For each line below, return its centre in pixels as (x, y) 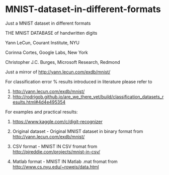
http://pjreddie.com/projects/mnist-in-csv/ (56, 151)
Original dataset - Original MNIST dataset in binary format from (78, 131)
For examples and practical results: (41, 112)
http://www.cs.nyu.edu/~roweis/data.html (56, 166)
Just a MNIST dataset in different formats (48, 23)
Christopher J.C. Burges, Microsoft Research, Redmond (63, 62)
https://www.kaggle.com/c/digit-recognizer (58, 121)
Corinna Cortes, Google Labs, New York (47, 52)
